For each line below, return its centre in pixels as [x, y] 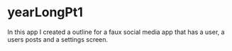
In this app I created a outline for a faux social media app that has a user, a [116, 32]
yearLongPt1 [45, 12]
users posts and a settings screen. [58, 39]
